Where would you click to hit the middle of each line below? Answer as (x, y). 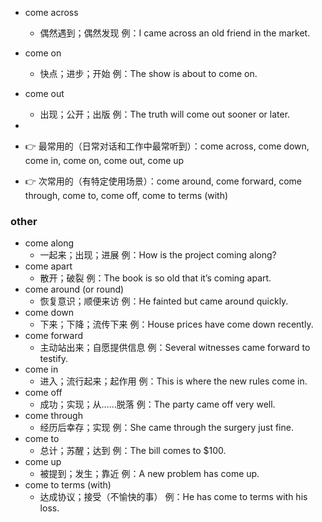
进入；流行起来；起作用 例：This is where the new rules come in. (173, 381)
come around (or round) (74, 289)
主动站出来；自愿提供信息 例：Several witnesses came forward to (175, 348)
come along (49, 243)
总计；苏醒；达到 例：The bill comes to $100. (133, 451)
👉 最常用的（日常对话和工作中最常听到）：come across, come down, (167, 146)
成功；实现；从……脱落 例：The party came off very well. (157, 404)
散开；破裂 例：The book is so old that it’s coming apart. (155, 278)
